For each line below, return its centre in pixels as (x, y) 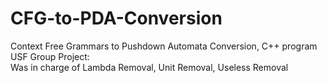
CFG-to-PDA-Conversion (116, 18)
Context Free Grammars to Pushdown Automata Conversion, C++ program (164, 46)
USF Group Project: (50, 56)
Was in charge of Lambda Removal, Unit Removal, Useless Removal (149, 67)
